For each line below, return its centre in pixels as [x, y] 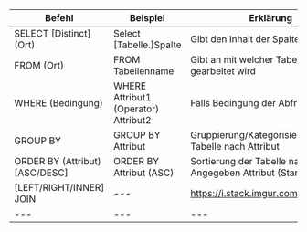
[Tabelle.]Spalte [147, 45]
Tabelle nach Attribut [235, 147]
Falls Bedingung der [233, 103]
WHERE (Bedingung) [58, 103]
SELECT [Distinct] [53, 33]
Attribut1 [132, 97]
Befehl [59, 18]
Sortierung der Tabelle [238, 161]
